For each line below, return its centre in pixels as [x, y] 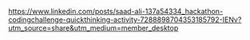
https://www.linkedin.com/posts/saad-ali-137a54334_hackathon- [116, 11]
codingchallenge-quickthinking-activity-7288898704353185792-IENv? [125, 20]
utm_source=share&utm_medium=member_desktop [93, 28]
